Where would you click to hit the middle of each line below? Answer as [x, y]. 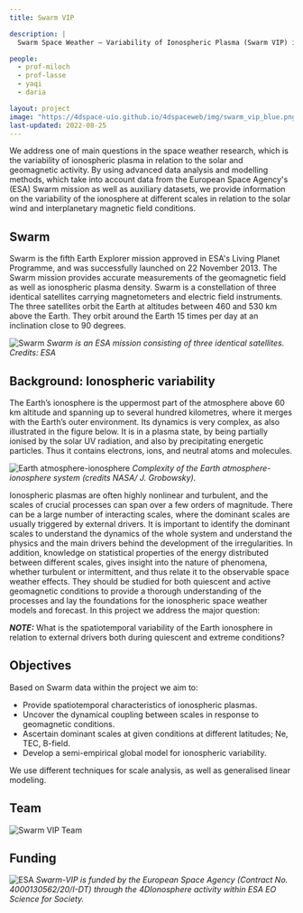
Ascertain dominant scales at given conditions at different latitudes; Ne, [155, 733]
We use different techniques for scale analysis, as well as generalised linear [150, 770]
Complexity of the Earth [176, 468]
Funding [33, 858]
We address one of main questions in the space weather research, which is [149, 151]
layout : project [40, 108]
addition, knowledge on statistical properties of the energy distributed [139, 553]
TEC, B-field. [46, 743]
